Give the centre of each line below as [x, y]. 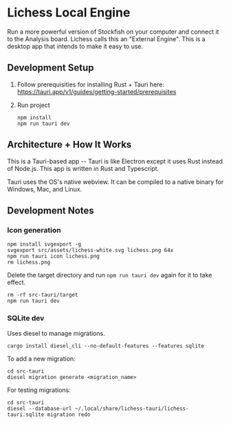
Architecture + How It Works [69, 145]
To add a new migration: [41, 358]
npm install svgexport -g [44, 244]
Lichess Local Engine [69, 13]
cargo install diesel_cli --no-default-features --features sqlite [106, 346]
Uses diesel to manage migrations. [56, 333]
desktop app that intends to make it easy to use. [75, 46]
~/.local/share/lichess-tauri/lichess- [132, 409]
